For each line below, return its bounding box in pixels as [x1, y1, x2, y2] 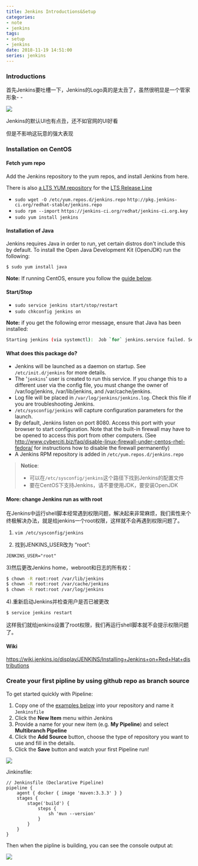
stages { [16, 795, 38, 801]
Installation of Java [6, 227, 54, 234]
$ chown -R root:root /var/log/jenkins [6, 586, 104, 593]
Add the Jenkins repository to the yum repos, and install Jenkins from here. [6, 173, 189, 180]
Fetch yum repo [6, 160, 45, 167]
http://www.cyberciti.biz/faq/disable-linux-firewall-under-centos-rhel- [14, 438, 186, 445]
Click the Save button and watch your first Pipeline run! [14, 745, 149, 753]
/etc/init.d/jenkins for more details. [14, 369, 107, 376]
